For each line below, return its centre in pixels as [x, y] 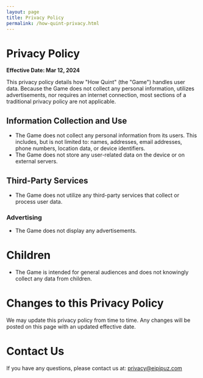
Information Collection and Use [67, 120]
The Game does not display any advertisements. [76, 231]
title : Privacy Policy [35, 18]
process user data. [39, 201]
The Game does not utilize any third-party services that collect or [97, 195]
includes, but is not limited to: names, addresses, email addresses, [98, 142]
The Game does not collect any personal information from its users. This [106, 135]
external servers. [36, 162]
